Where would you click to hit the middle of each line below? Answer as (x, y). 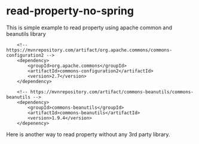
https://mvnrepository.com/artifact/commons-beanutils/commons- (112, 92)
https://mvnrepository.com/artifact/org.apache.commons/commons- (89, 50)
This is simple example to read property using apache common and (89, 27)
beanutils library (26, 33)
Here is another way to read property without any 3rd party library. (88, 134)
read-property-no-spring (70, 11)
